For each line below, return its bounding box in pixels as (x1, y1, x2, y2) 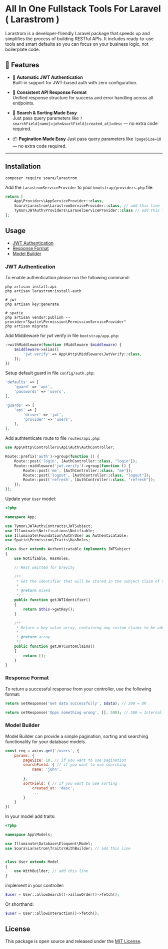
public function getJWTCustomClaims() (14, 644, 95, 649)
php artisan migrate (5, 324, 48, 329)
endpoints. (12, 100, 35, 106)
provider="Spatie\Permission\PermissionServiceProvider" (5, 319, 126, 324)
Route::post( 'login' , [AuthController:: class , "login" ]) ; (14, 458, 137, 463)
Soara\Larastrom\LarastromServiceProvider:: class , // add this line (14, 203, 160, 208)
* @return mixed (16, 588, 50, 593)
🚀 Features (5, 61, 39, 69)
